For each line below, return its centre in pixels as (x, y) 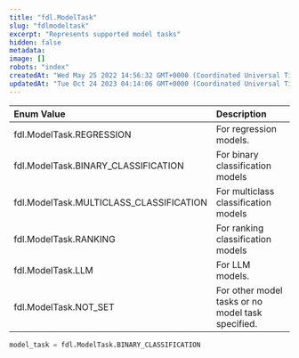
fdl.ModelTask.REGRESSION (73, 134)
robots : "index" (39, 68)
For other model (249, 290)
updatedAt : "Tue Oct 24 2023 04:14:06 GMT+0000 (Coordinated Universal (145, 84)
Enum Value (40, 114)
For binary (238, 154)
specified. (237, 323)
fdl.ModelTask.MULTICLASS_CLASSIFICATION (110, 202)
